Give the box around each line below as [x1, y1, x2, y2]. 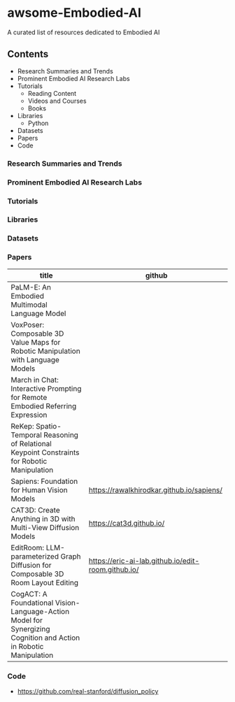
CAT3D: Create [10, 505, 61, 515]
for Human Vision [10, 485, 68, 494]
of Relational [10, 438, 52, 448]
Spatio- [36, 421, 62, 431]
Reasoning [43, 430, 79, 440]
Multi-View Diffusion [10, 522, 80, 532]
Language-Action [10, 606, 70, 616]
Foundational [10, 598, 54, 608]
